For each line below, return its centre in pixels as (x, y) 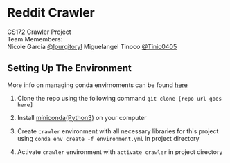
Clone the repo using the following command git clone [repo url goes (120, 98)
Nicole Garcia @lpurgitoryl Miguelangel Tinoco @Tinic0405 (92, 46)
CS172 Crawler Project (39, 32)
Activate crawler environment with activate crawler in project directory (120, 152)
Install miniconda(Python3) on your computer (82, 117)
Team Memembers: (35, 39)
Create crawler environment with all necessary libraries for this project (118, 131)
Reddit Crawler (51, 13)
